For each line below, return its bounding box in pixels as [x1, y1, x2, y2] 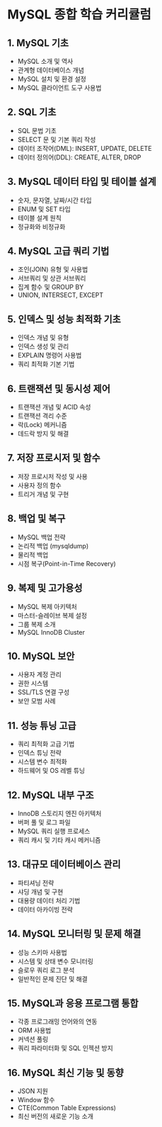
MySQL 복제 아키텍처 [17, 602, 78, 611]
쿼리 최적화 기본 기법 [17, 360, 75, 368]
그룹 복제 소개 [17, 620, 56, 628]
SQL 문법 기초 [17, 126, 57, 135]
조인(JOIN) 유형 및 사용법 [17, 265, 88, 273]
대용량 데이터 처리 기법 [17, 896, 81, 905]
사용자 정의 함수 [17, 481, 62, 489]
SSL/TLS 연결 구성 [17, 688, 70, 696]
